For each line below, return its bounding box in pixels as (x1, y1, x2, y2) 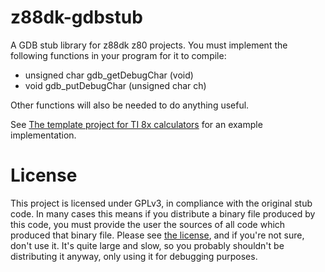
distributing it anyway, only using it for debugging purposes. (10, 250, 258, 262)
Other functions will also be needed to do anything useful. (10, 99, 250, 111)
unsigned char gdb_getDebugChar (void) (24, 69, 194, 81)
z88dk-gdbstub (10, 6, 143, 29)
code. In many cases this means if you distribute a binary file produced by (10, 207, 316, 220)
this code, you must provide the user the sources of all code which (10, 218, 286, 230)
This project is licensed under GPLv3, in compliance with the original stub (10, 197, 313, 209)
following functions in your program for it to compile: (10, 49, 227, 61)
